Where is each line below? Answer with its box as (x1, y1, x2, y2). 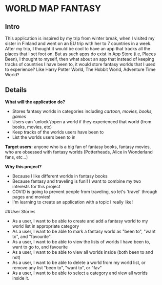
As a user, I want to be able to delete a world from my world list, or (12, 260, 146, 265)
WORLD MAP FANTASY (5, 3, 101, 14)
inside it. (12, 275, 29, 281)
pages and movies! (12, 194, 51, 199)
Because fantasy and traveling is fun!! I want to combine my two (12, 178, 142, 184)
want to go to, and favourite (12, 244, 68, 250)
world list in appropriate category (12, 223, 80, 229)
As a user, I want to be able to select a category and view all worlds (12, 270, 148, 276)
